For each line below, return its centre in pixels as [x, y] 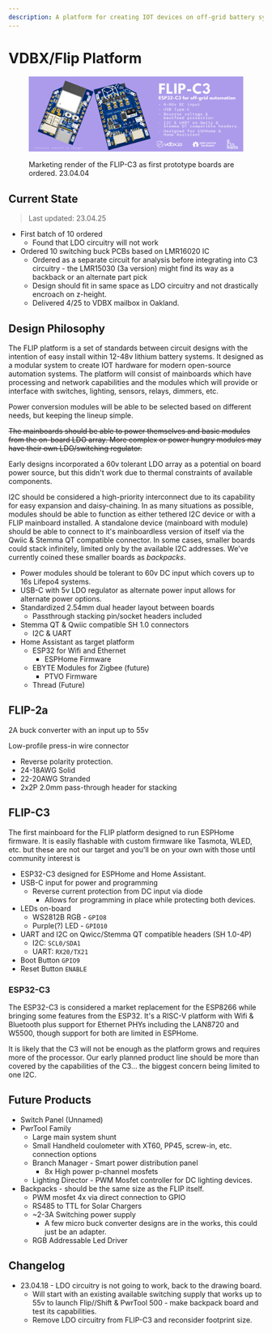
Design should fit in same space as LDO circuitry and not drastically [145, 286]
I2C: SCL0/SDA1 [56, 943]
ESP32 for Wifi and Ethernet [79, 650]
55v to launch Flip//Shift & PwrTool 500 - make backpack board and [145, 1302]
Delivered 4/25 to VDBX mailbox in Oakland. [106, 303]
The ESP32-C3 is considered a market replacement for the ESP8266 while [132, 1007]
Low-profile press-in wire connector [69, 745]
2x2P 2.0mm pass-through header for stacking [98, 787]
